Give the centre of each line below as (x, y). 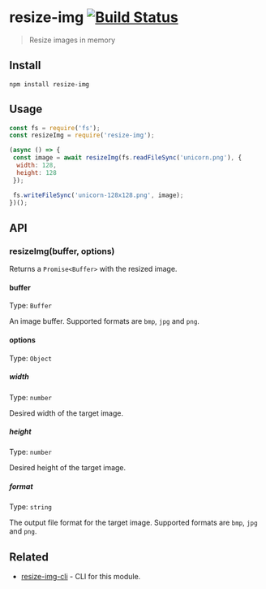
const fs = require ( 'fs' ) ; (55, 128)
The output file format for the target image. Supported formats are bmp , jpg (133, 523)
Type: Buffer (30, 306)
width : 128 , (37, 166)
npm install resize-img (49, 84)
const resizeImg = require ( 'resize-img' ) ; (82, 135)
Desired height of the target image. (68, 468)
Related (29, 557)
